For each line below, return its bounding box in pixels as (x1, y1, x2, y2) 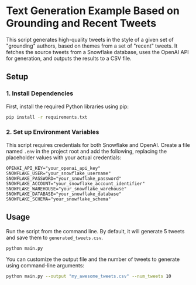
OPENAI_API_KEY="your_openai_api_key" (6, 165, 101, 171)
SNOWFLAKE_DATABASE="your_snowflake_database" (6, 191, 122, 197)
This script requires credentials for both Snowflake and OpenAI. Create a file (6, 141, 190, 148)
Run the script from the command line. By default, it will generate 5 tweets (6, 227, 185, 234)
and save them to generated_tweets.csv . (6, 234, 104, 241)
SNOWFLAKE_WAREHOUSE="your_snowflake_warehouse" (6, 186, 127, 192)
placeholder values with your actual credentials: (6, 154, 122, 161)
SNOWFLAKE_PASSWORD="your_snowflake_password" (6, 175, 122, 182)
